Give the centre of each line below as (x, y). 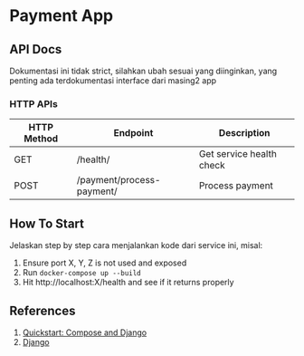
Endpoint (133, 133)
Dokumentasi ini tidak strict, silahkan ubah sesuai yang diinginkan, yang (143, 71)
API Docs (36, 49)
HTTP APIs (34, 103)
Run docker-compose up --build (82, 273)
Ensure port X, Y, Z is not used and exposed (104, 263)
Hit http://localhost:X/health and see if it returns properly (128, 283)
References (43, 310)
